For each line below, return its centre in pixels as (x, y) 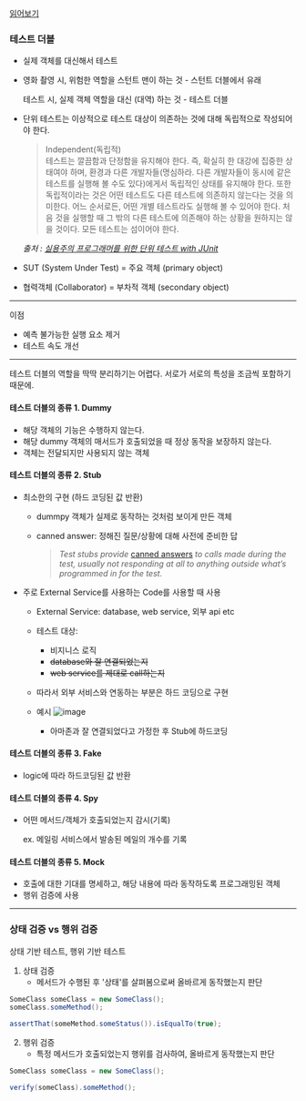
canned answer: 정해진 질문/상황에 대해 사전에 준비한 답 (137, 535)
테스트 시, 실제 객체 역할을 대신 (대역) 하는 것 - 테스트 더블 (126, 99)
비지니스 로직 (73, 650)
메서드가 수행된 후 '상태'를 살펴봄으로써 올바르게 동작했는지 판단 (149, 982)
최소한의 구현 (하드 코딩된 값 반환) (83, 497)
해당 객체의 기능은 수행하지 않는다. (83, 430)
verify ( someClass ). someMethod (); (73, 1088)
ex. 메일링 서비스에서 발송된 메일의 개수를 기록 (105, 840)
